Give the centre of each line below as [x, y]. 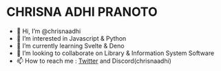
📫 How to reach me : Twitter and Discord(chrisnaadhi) [94, 61]
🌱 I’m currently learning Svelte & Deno [70, 45]
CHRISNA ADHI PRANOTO [82, 12]
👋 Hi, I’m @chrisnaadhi [49, 31]
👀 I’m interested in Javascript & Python [71, 38]
